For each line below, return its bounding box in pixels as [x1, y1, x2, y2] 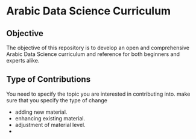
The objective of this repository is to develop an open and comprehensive [6, 44, 190, 51]
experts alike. [6, 57, 40, 64]
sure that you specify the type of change [6, 96, 107, 103]
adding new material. [14, 108, 68, 116]
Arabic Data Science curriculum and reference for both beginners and [6, 51, 180, 58]
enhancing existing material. [14, 114, 86, 122]
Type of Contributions [6, 74, 91, 85]
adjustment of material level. [14, 121, 86, 128]
